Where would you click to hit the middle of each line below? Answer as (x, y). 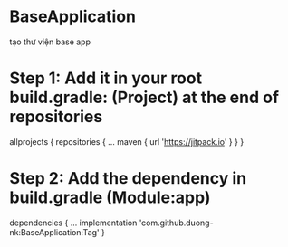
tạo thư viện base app (50, 42)
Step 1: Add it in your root (106, 78)
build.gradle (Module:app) (110, 198)
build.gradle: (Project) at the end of (144, 98)
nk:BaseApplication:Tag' (54, 232)
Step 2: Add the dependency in (128, 179)
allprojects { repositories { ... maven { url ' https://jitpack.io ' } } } (127, 141)
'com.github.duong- (177, 223)
